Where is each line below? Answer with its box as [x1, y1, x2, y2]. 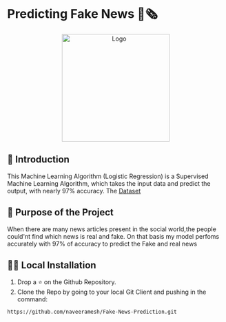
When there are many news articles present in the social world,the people [7, 225, 217, 233]
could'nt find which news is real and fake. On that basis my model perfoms [7, 232, 219, 240]
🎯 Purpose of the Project [7, 206, 114, 218]
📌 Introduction [7, 153, 70, 166]
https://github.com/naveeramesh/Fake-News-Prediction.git [7, 308, 177, 316]
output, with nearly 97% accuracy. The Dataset [7, 186, 141, 195]
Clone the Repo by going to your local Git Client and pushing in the [17, 288, 207, 297]
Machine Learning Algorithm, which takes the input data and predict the [7, 179, 211, 187]
